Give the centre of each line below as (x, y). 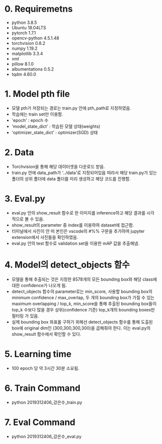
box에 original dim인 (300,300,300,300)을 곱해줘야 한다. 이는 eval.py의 (81, 328)
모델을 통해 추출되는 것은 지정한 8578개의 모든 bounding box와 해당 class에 (84, 279)
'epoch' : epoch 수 (30, 120)
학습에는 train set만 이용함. (37, 114)
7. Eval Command (40, 422)
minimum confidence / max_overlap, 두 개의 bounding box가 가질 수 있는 (83, 297)
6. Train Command (43, 388)
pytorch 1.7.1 (24, 33)
